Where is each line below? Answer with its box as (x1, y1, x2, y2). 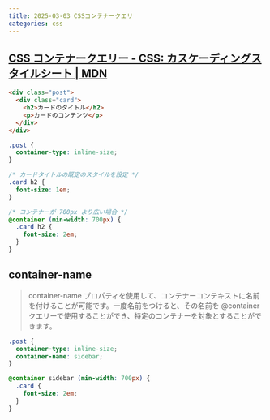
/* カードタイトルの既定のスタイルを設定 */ (8, 171, 139, 179)
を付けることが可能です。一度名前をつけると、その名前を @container (28, 301, 260, 311)
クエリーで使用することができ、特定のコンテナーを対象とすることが (28, 311, 255, 320)
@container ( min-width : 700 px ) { (8, 216, 122, 224)
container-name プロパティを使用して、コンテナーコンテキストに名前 (28, 290, 261, 300)
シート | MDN (40, 66, 108, 80)
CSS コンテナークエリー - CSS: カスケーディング (8, 51, 251, 65)
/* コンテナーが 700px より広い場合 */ (8, 208, 128, 216)
